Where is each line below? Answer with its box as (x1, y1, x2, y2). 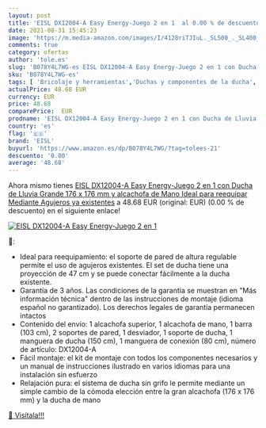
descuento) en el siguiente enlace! (8, 206, 121, 216)
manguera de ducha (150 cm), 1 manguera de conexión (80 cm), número (19, 336, 256, 346)
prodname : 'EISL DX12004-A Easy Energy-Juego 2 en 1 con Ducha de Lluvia (8, 115, 257, 123)
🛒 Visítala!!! (8, 411, 45, 420)
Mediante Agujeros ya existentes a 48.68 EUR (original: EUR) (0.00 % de (8, 197, 245, 207)
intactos (19, 311, 47, 321)
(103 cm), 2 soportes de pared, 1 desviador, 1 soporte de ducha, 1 (19, 328, 233, 338)
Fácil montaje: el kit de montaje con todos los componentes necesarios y (19, 353, 258, 363)
